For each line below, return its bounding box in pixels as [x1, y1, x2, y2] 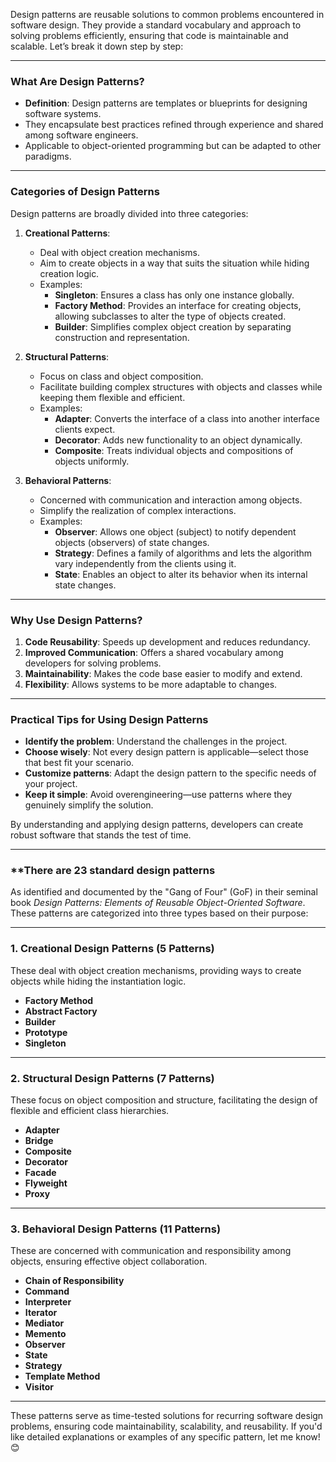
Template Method [24, 1370, 101, 1383]
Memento [24, 1328, 67, 1340]
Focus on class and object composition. [39, 370, 204, 382]
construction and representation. [54, 331, 190, 343]
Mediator [24, 1317, 65, 1329]
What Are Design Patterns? [10, 74, 145, 88]
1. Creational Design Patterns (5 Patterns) [10, 942, 215, 956]
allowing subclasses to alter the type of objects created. [54, 310, 287, 322]
